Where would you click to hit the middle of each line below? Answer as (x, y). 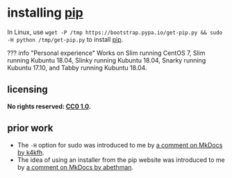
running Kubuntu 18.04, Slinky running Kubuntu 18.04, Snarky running (107, 60)
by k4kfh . (31, 152)
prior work (30, 128)
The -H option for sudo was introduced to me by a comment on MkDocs (120, 145)
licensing (28, 89)
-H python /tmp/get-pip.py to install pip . (65, 39)
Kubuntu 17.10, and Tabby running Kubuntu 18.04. (77, 67)
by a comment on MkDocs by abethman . (75, 167)
